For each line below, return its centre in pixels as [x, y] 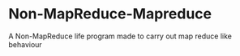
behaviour [25, 44]
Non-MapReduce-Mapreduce [110, 14]
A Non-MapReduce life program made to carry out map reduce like [120, 36]
